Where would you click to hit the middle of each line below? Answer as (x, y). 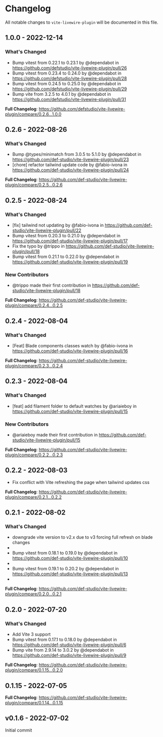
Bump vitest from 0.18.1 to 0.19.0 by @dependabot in (65, 553)
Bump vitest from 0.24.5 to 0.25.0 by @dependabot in (67, 83)
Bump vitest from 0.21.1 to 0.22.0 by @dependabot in (66, 257)
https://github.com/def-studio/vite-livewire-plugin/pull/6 (69, 645)
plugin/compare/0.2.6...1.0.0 (33, 114)
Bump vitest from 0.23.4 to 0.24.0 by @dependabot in (67, 73)
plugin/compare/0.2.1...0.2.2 (33, 497)
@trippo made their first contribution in (52, 285)
